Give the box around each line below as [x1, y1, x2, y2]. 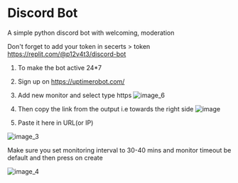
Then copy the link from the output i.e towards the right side [17, 104, 194, 113]
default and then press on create [7, 153, 103, 162]
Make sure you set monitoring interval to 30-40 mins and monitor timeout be [7, 145, 232, 154]
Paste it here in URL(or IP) [17, 118, 94, 127]
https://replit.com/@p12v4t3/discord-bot [7, 50, 126, 58]
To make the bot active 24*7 [17, 63, 102, 72]
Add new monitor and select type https [17, 91, 132, 99]
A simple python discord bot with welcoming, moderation [7, 28, 175, 37]
